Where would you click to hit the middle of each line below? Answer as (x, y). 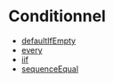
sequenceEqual (50, 69)
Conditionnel (57, 16)
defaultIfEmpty (49, 41)
